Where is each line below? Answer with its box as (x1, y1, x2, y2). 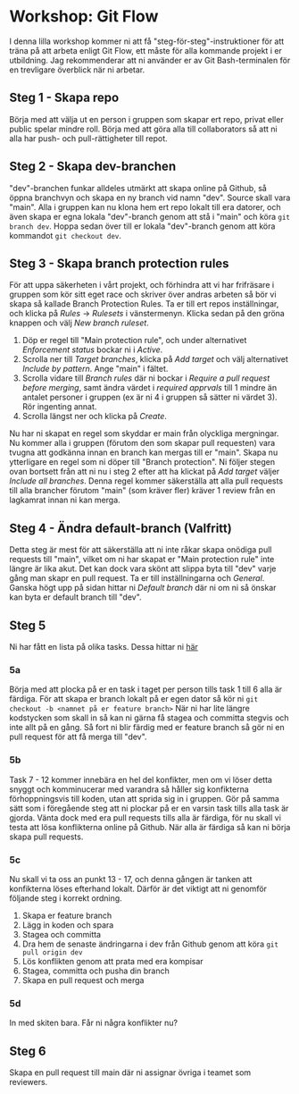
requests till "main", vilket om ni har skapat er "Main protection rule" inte (9, 554, 275, 565)
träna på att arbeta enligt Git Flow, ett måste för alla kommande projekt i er (9, 45, 283, 55)
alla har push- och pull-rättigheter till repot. (9, 132, 168, 144)
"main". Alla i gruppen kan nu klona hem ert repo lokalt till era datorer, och (9, 201, 281, 212)
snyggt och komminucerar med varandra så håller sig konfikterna (9, 784, 250, 795)
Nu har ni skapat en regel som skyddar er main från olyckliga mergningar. (9, 428, 279, 439)
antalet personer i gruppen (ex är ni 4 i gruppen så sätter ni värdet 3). (21, 391, 278, 403)
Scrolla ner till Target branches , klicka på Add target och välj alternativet (21, 354, 288, 365)
